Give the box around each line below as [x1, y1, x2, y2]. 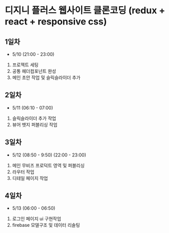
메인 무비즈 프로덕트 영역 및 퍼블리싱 [12, 162, 85, 168]
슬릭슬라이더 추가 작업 [12, 115, 57, 121]
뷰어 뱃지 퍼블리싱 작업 [12, 121, 58, 127]
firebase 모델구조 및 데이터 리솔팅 [12, 222, 80, 228]
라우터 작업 [12, 169, 35, 175]
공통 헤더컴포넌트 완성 [12, 68, 57, 74]
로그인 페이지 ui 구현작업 [12, 216, 62, 222]
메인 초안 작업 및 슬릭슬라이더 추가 [12, 74, 81, 81]
